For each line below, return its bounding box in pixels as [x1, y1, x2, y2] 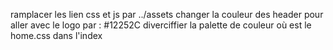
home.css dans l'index [10, 30, 103, 41]
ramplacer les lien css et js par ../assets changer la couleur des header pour [10, 9, 324, 20]
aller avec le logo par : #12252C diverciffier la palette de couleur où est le [10, 19, 312, 31]
